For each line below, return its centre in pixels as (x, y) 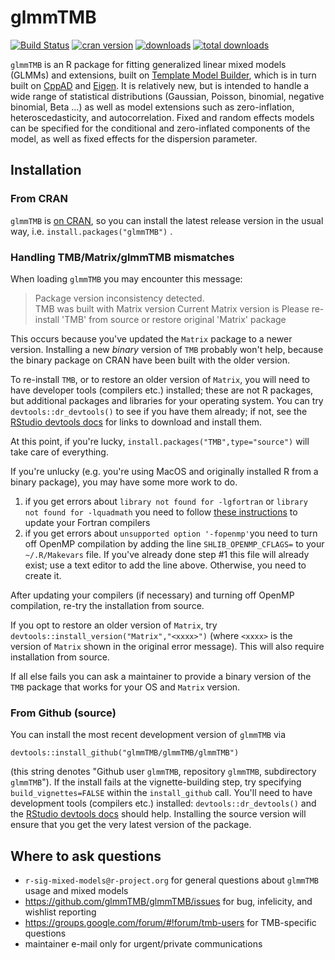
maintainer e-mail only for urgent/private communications (143, 944)
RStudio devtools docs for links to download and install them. (136, 422)
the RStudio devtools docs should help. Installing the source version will (158, 814)
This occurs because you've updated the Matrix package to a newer (151, 338)
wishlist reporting (60, 912)
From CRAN (39, 199)
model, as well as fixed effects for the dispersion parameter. (134, 138)
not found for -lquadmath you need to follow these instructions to (161, 512)
